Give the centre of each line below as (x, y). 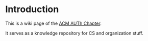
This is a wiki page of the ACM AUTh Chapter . (54, 23)
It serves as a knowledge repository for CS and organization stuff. (75, 33)
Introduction (32, 9)
